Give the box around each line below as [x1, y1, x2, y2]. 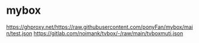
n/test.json [6, 29, 33, 36]
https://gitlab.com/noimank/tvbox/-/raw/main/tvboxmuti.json [33, 29, 183, 36]
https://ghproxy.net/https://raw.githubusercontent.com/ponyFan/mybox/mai [6, 23, 193, 30]
